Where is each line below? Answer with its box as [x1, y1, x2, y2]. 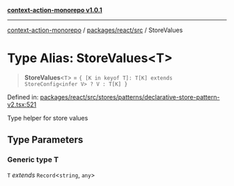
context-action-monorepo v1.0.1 [7, 6, 102, 14]
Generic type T [7, 155, 59, 164]
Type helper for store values [7, 114, 88, 122]
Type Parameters [7, 134, 84, 146]
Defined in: [7, 93, 39, 101]
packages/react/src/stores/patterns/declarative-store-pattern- [40, 93, 220, 101]
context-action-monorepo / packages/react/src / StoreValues [7, 26, 183, 34]
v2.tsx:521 [7, 100, 37, 109]
